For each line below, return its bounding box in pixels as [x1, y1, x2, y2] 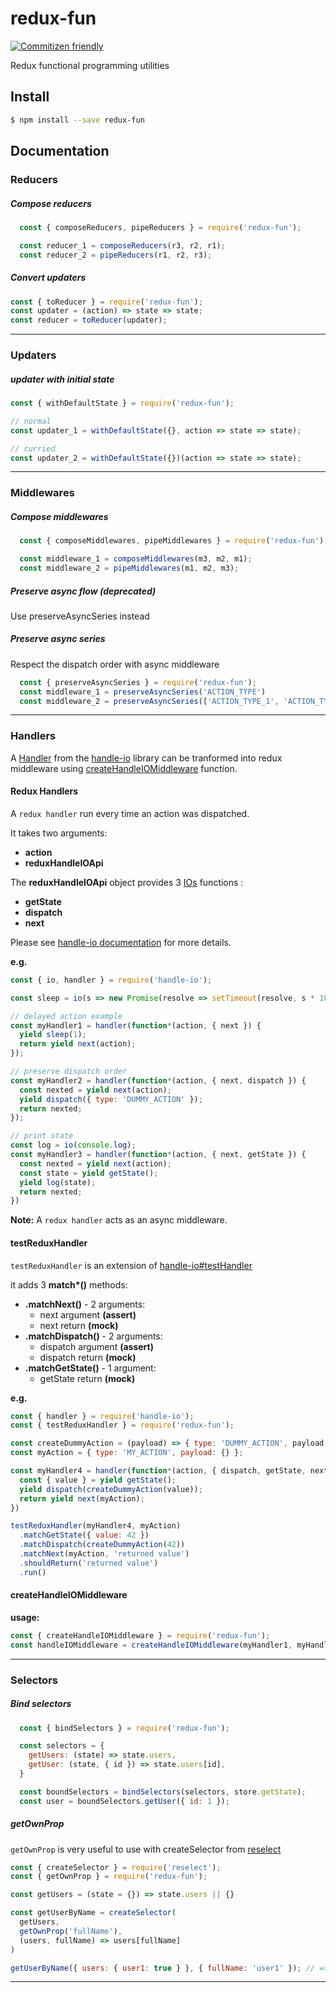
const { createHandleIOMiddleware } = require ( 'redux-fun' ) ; [10, 1630, 271, 1641]
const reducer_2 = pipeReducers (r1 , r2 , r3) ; [19, 250, 213, 260]
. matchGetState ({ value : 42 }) [19, 1530, 150, 1541]
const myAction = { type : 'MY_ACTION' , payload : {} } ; [10, 1448, 244, 1458]
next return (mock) [39, 1319, 119, 1331]
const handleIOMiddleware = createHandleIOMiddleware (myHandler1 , [10, 1640, 293, 1650]
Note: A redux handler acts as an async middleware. [10, 1214, 228, 1226]
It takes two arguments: [10, 827, 108, 839]
